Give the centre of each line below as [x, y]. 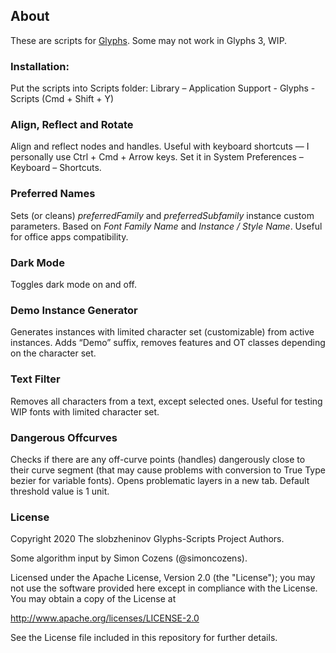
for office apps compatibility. [69, 236]
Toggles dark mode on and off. [73, 284]
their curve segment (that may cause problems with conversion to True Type [168, 470]
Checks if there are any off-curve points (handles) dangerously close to [158, 459]
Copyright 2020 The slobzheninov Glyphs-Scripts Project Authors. [147, 539]
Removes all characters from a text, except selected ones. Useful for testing [166, 401]
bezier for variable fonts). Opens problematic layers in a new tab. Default [160, 480]
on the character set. [53, 353]
